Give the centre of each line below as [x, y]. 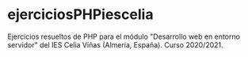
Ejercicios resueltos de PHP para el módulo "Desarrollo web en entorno [124, 36]
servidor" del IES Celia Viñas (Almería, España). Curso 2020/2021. [115, 44]
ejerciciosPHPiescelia [80, 15]
